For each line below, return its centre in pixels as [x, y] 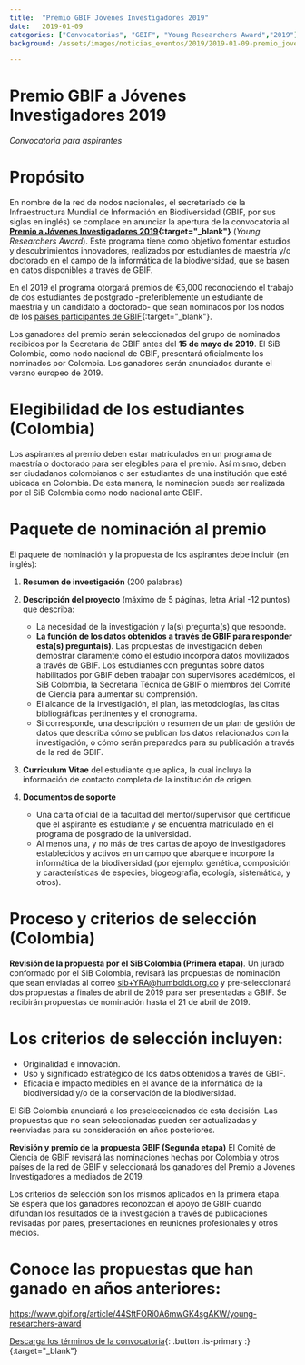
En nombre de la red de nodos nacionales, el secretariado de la [128, 203]
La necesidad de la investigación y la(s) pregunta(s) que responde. [161, 627]
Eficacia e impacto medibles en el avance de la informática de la [143, 1083]
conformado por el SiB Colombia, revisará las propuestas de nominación [145, 972]
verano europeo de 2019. [56, 373]
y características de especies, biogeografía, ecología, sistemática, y [163, 872]
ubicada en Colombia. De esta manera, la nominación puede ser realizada [148, 483]
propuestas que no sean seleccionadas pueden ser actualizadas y [133, 1120]
